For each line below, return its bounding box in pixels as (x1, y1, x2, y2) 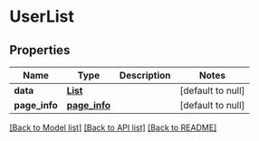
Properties (9, 42, 71, 58)
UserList (9, 6, 75, 27)
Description (119, 70, 171, 81)
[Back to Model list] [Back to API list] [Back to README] (9, 122, 217, 133)
